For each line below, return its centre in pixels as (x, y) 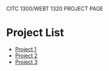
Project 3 (26, 61)
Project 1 (26, 49)
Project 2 (26, 55)
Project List (35, 33)
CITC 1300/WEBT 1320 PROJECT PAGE (55, 9)
